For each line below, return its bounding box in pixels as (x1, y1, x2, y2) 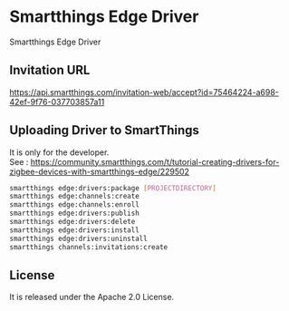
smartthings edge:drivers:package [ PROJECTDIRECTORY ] (9, 183, 217, 192)
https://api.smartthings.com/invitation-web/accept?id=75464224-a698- (9, 86, 279, 97)
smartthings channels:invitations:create (9, 242, 169, 251)
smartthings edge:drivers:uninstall (9, 234, 148, 243)
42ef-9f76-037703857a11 (9, 96, 105, 107)
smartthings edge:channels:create (9, 192, 140, 201)
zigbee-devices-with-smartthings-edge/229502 (9, 166, 190, 177)
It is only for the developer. (9, 147, 110, 158)
